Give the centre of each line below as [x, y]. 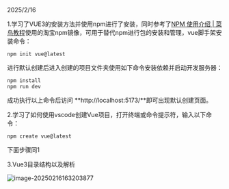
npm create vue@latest [39, 136]
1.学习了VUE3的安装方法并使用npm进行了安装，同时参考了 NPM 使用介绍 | [111, 24]
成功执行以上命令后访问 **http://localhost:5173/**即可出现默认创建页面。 [110, 100]
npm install [24, 81]
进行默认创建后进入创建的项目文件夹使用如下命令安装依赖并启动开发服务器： [115, 67]
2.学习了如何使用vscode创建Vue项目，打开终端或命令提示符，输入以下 [107, 115]
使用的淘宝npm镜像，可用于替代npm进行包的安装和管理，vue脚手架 [121, 33]
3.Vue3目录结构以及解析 [41, 164]
